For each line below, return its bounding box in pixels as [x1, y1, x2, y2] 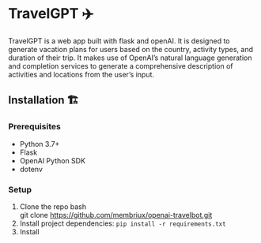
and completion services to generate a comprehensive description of [8, 61, 233, 70]
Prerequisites [8, 121, 61, 133]
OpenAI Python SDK [19, 155, 85, 165]
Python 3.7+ [19, 139, 60, 148]
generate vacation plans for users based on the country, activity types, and [8, 44, 254, 54]
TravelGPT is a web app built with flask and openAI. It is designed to [8, 36, 230, 46]
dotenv [19, 164, 43, 174]
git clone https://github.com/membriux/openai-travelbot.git [19, 210, 213, 219]
